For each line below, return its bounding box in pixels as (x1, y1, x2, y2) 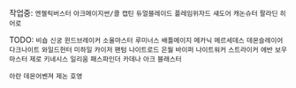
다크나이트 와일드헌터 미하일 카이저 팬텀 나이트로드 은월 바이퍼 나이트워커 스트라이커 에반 (9, 46, 274, 55)
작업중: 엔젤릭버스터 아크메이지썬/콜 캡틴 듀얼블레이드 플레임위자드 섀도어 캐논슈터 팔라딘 (9, 8, 278, 18)
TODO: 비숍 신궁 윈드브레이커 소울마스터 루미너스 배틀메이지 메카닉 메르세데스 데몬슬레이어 (9, 34, 284, 45)
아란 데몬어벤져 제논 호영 (9, 72, 83, 81)
